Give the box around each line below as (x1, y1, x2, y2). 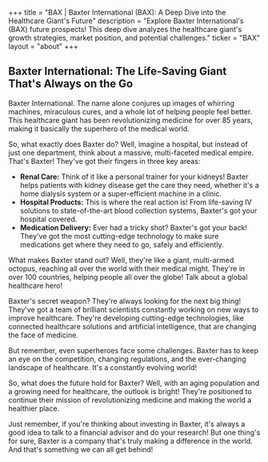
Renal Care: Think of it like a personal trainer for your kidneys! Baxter (19, 172, 249, 181)
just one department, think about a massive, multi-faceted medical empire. (8, 148, 254, 157)
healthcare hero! (8, 281, 62, 290)
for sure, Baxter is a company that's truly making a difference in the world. (8, 436, 254, 445)
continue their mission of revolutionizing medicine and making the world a (8, 395, 252, 404)
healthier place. (8, 404, 60, 413)
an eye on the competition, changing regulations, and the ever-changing (8, 354, 246, 364)
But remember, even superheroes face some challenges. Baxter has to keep (8, 345, 258, 355)
